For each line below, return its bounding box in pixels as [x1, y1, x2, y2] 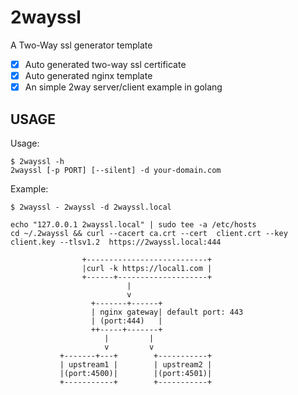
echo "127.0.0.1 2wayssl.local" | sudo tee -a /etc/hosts [10, 219, 257, 230]
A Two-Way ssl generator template [10, 39, 153, 51]
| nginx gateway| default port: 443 [90, 307, 244, 317]
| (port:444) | [90, 316, 163, 326]
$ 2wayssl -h [10, 156, 65, 166]
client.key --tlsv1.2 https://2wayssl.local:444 [10, 237, 222, 247]
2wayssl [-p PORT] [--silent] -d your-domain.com [10, 165, 222, 175]
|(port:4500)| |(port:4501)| [59, 368, 213, 378]
